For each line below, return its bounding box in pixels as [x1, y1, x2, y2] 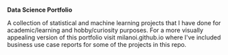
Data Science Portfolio [7, 6, 73, 14]
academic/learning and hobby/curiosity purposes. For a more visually [7, 26, 204, 34]
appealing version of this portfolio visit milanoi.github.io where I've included [7, 33, 221, 41]
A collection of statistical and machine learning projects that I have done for [7, 19, 221, 26]
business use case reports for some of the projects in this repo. [7, 41, 187, 48]
